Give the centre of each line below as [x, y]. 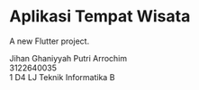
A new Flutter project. [50, 41]
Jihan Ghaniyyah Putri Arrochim [68, 58]
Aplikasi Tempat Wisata [100, 16]
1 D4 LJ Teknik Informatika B [62, 77]
